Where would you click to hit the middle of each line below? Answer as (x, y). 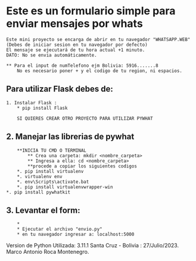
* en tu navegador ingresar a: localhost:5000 (76, 234)
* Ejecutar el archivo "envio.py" (60, 229)
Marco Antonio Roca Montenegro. (48, 252)
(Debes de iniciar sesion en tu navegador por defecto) (77, 45)
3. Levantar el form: (43, 210)
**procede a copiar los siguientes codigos (82, 166)
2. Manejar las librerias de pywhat (70, 137)
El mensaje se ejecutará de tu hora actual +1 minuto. (76, 50)
